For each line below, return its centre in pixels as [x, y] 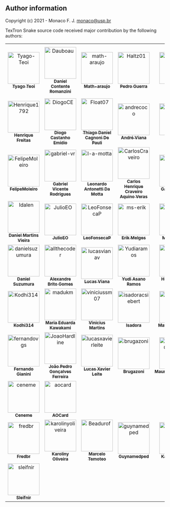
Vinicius [97, 322]
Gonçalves [60, 371]
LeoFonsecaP [97, 238]
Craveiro [134, 191]
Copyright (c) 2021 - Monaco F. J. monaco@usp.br [58, 20]
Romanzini [60, 91]
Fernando [24, 369]
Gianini [24, 374]
